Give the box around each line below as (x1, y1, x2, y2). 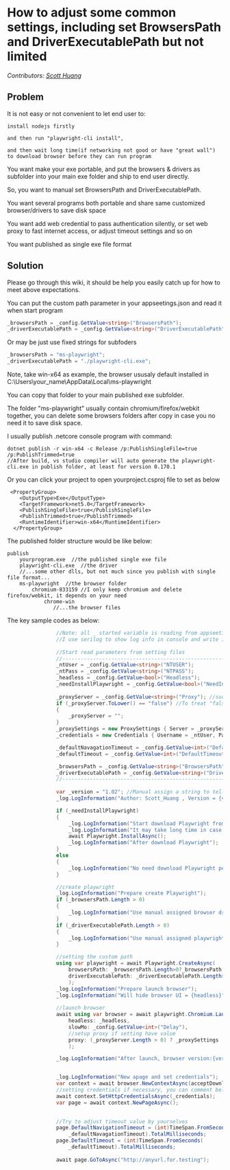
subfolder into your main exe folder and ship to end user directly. (7, 172, 190, 180)
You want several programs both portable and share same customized (7, 199, 205, 207)
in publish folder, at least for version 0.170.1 (31, 464, 176, 471)
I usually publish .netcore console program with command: (7, 432, 172, 440)
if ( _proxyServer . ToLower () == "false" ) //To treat (55, 699, 207, 707)
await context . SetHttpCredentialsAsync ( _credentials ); (55, 1092, 216, 1100)
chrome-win (43, 598, 75, 605)
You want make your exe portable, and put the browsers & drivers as (7, 165, 201, 173)
